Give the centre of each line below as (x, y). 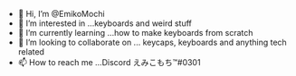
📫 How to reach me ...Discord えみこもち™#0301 (109, 62)
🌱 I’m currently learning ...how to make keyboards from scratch (135, 33)
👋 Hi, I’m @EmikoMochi (62, 14)
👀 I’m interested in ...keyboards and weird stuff (105, 23)
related (31, 52)
